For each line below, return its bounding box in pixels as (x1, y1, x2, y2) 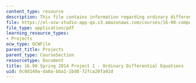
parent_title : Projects (6, 47, 64, 53)
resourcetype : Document (6, 57, 64, 63)
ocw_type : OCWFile (6, 41, 51, 47)
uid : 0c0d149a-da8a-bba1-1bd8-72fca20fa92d (6, 68, 114, 74)
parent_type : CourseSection (6, 52, 75, 58)
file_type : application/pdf (6, 25, 75, 31)
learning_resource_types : (6, 30, 69, 36)
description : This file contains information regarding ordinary (6, 14, 168, 20)
